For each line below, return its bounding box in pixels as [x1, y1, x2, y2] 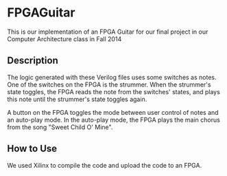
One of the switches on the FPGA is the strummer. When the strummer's [7, 80, 211, 89]
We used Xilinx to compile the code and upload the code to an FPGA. [7, 161, 202, 169]
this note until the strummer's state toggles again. [7, 95, 147, 103]
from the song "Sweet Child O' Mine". [7, 122, 113, 131]
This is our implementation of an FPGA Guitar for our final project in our [7, 27, 208, 36]
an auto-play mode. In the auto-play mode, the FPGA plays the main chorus [7, 115, 221, 124]
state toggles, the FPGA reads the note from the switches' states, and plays [7, 87, 221, 96]
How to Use [7, 143, 58, 155]
